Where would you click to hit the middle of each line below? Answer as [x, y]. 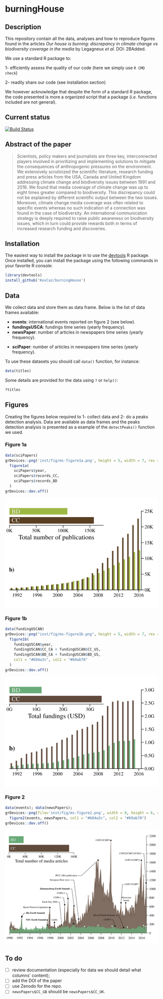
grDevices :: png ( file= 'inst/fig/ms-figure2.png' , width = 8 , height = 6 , [80, 813]
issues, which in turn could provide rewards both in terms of [77, 223]
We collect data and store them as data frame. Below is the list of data [75, 307]
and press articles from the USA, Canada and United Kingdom [79, 177]
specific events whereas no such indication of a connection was [81, 208]
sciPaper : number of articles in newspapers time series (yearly [75, 347]
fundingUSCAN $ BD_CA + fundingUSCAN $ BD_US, [57, 655]
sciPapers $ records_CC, [37, 476]
